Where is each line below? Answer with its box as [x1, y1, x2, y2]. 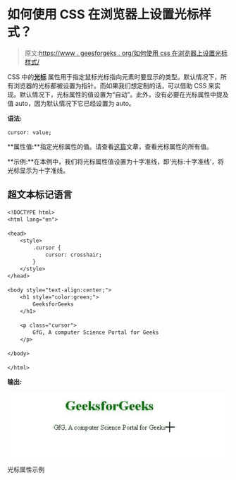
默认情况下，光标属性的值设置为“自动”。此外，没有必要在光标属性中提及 [19, 90, 229, 99]
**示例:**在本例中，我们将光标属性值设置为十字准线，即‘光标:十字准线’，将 [7, 157, 224, 166]
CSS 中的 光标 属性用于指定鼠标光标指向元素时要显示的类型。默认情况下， [7, 72, 221, 81]
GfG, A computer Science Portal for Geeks [32, 329, 159, 336]
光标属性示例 [7, 465, 44, 474]
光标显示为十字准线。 [7, 166, 69, 174]
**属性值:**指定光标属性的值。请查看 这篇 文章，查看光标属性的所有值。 [7, 142, 213, 150]
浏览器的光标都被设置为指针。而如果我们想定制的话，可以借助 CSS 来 [13, 81, 215, 90]
